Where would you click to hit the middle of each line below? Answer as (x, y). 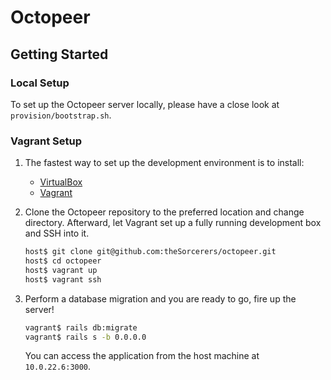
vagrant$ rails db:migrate (81, 327)
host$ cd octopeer (63, 261)
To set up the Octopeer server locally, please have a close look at (145, 104)
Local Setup (40, 83)
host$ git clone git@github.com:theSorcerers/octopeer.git (150, 252)
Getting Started (59, 54)
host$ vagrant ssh (63, 279)
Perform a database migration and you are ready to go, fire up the (160, 298)
